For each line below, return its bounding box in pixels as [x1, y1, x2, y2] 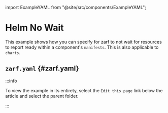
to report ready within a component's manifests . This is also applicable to [5, 44, 159, 50]
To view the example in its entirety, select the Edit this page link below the [5, 87, 163, 93]
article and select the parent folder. [5, 93, 79, 99]
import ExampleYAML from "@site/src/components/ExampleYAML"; [5, 5, 146, 10]
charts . [5, 49, 20, 55]
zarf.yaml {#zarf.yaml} [5, 64, 80, 73]
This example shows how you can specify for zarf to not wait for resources [5, 39, 162, 45]
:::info [5, 78, 17, 84]
